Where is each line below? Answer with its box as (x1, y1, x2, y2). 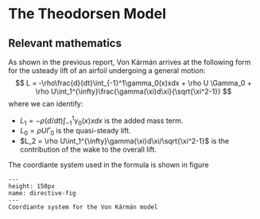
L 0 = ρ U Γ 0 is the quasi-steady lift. (19, 126, 131, 137)
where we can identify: (8, 99, 83, 108)
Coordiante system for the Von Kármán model (8, 203, 158, 211)
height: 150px (8, 182, 56, 190)
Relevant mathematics (8, 36, 122, 50)
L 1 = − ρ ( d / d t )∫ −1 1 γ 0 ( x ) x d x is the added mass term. (19, 114, 184, 127)
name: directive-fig (8, 190, 77, 198)
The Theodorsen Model (8, 5, 167, 23)
